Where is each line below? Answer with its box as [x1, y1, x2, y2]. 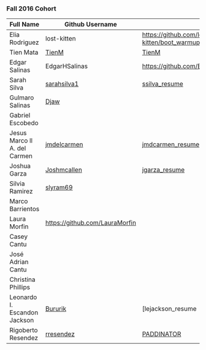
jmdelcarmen [45, 140, 83, 149]
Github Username [64, 20, 118, 29]
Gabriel [9, 111, 31, 120]
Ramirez [9, 187, 33, 196]
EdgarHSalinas [45, 62, 88, 71]
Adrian [9, 258, 29, 266]
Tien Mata [9, 48, 39, 56]
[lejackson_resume [142, 305, 197, 313]
